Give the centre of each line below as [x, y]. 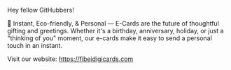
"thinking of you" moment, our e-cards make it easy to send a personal [110, 38]
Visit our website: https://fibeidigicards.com [70, 59]
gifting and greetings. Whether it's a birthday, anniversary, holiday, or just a [115, 31]
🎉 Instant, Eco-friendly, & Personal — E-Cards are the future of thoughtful [113, 23]
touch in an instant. [35, 45]
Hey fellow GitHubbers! [41, 10]
